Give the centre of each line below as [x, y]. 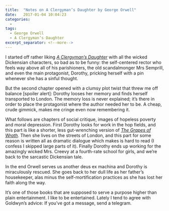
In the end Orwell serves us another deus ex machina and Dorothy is [76, 166]
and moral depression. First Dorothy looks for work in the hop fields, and [81, 124]
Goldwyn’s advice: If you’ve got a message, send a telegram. [69, 203]
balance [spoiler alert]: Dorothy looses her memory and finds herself [76, 93]
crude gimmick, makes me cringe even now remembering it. [68, 109]
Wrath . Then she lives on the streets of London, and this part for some [78, 135]
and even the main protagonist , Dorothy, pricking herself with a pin [74, 73]
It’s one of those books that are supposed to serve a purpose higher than [81, 192]
